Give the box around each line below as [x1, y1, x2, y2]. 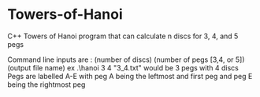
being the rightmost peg [7, 80, 86, 89]
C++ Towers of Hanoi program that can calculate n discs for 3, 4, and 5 [7, 31, 239, 41]
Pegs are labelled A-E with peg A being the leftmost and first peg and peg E [7, 71, 253, 81]
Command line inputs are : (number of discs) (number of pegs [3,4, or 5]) [7, 55, 245, 64]
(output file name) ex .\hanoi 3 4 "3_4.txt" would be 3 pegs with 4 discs [7, 63, 240, 72]
